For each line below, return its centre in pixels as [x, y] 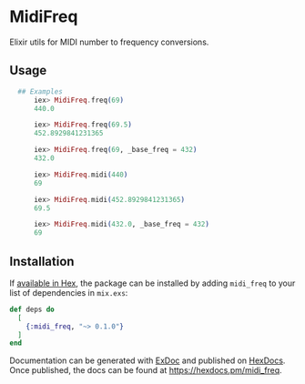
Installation [42, 261]
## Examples [41, 91]
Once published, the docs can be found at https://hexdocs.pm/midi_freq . [146, 370]
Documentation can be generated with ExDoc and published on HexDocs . [147, 360]
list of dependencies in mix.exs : [69, 292]
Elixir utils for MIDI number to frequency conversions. [109, 42]
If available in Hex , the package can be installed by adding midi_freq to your [152, 283]
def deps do [32, 309]
